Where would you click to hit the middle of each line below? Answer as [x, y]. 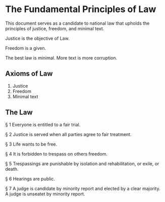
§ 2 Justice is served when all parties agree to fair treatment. [68, 134]
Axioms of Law [29, 74]
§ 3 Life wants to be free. [31, 144]
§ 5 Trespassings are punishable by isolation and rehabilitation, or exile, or [82, 163]
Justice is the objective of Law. [37, 38]
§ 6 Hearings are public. [30, 179]
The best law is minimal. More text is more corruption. [61, 58]
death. [12, 169]
